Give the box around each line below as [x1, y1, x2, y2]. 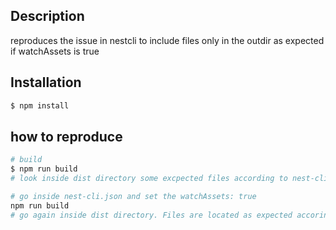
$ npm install [10, 100, 70, 111]
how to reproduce [10, 128, 123, 145]
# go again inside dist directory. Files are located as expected [10, 210, 293, 220]
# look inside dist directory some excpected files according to [10, 174, 288, 184]
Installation [10, 74, 82, 91]
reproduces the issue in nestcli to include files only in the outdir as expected [10, 34, 325, 46]
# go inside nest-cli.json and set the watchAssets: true [10, 191, 257, 201]
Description [10, 8, 85, 25]
